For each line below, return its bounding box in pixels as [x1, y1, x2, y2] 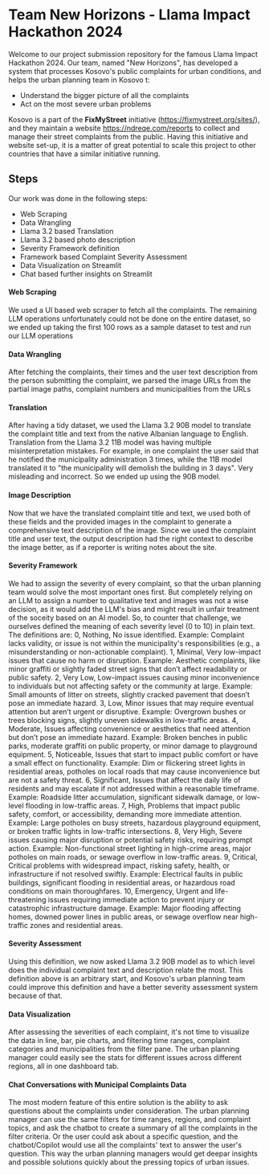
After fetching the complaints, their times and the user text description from [8, 368, 259, 377]
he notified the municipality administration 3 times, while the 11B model [8, 454, 243, 464]
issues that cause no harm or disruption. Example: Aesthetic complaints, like [8, 655, 261, 665]
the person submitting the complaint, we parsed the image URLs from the [8, 376, 251, 385]
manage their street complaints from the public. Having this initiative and [8, 131, 249, 142]
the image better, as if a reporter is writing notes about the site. [8, 542, 217, 552]
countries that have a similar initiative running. [8, 149, 161, 158]
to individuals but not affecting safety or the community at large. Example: [8, 681, 253, 691]
